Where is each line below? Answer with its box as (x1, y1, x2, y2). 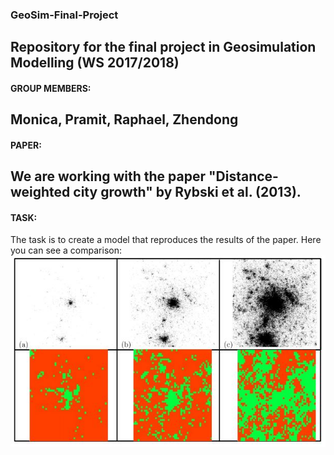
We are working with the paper (10, 168, 207, 185)
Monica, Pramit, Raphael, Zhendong (10, 111, 239, 128)
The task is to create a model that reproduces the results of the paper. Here (10, 234, 322, 246)
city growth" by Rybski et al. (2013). (73, 184, 302, 201)
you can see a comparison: (10, 244, 122, 257)
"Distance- (208, 168, 279, 185)
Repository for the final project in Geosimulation (10, 39, 317, 56)
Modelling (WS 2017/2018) (10, 54, 180, 72)
